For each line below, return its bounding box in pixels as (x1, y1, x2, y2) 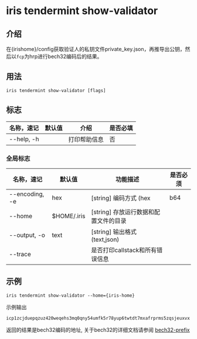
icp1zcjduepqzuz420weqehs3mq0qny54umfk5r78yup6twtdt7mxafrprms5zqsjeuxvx (6, 315, 191, 321)
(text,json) (90, 235, 120, 243)
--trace (9, 250, 31, 258)
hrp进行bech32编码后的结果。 (29, 53, 103, 60)
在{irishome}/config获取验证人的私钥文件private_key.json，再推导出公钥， (6, 46, 185, 52)
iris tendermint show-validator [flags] (6, 87, 107, 93)
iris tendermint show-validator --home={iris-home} (6, 292, 135, 299)
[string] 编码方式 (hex (90, 194, 151, 202)
